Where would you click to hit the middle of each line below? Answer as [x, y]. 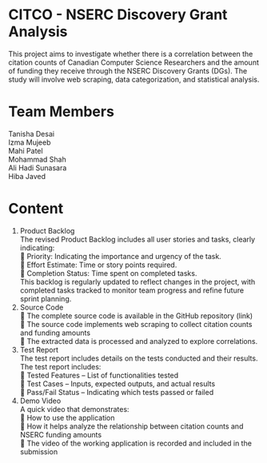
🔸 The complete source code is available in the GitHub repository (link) [136, 315]
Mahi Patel [26, 150]
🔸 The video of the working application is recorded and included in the [135, 443]
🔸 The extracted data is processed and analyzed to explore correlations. [139, 341]
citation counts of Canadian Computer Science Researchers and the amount [134, 62]
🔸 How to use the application [67, 417]
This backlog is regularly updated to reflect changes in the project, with [137, 281]
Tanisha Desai [31, 134]
